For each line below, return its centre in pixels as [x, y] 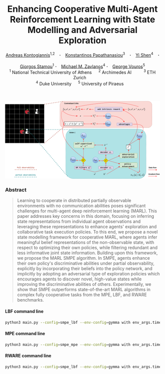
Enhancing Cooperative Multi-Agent [82, 9]
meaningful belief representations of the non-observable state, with [86, 242]
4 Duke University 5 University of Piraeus [80, 83]
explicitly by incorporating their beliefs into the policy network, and [85, 269]
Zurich [80, 77]
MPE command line [25, 334]
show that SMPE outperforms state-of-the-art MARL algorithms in [84, 290]
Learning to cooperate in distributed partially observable [74, 201]
